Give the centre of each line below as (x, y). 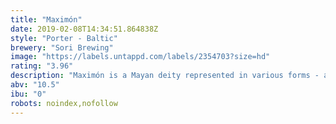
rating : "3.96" (42, 66)
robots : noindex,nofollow (64, 103)
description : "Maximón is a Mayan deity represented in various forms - (165, 76)
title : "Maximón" (46, 19)
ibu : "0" (28, 94)
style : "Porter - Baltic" (64, 38)
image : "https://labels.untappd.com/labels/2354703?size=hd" (140, 57)
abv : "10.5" (35, 85)
